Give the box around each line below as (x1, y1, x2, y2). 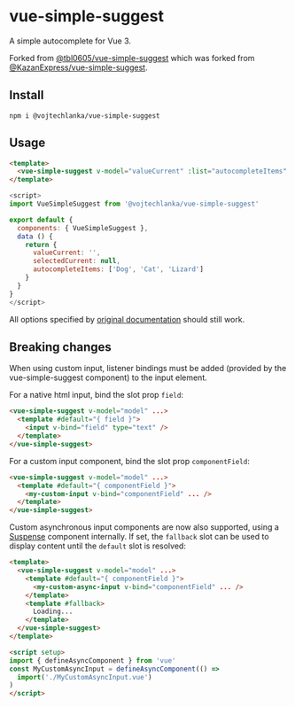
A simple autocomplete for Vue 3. (9, 35, 131, 46)
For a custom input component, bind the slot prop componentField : (9, 455, 250, 466)
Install (9, 88, 44, 103)
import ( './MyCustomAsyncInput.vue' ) (17, 672, 152, 681)
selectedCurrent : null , (32, 257, 121, 266)
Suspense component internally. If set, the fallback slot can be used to (9, 532, 269, 542)
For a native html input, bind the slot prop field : (9, 390, 184, 400)
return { (25, 240, 58, 249)
